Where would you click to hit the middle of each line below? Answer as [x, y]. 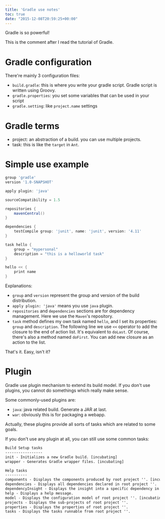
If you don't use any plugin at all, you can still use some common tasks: [77, 439]
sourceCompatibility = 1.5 [33, 200]
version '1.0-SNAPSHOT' [29, 182]
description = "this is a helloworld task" [59, 254]
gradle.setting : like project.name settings [55, 106]
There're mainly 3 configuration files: [42, 76]
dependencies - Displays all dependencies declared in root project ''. [81, 484]
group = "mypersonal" [36, 249]
